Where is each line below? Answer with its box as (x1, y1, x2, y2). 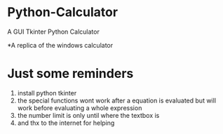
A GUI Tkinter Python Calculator (7, 27, 100, 36)
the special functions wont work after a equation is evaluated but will (17, 96, 216, 105)
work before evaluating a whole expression (17, 103, 142, 112)
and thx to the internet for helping (17, 119, 115, 127)
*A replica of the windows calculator (7, 41, 114, 49)
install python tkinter (17, 88, 77, 97)
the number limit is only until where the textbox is (17, 111, 160, 119)
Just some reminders (7, 66, 134, 81)
